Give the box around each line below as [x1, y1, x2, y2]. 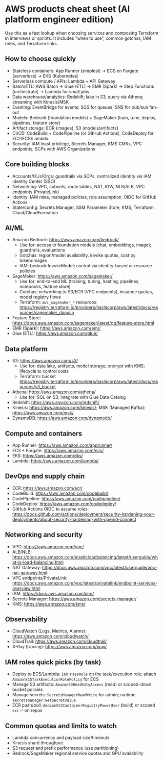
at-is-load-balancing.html [12, 559, 64, 565]
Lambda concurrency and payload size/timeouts [12, 735, 110, 741]
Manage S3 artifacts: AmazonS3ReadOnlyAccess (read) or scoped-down [12, 682, 152, 687]
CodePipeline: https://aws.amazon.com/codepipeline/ [12, 495, 121, 501]
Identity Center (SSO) [12, 178, 56, 184]
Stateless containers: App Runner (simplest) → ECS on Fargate [12, 68, 139, 74]
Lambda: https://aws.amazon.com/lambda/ [12, 458, 99, 464]
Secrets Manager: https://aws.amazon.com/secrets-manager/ [12, 596, 137, 602]
